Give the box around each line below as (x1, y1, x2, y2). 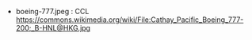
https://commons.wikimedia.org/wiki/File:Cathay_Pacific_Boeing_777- (15, 15, 244, 24)
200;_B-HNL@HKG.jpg (15, 24, 91, 32)
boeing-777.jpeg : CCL (15, 7, 90, 16)
